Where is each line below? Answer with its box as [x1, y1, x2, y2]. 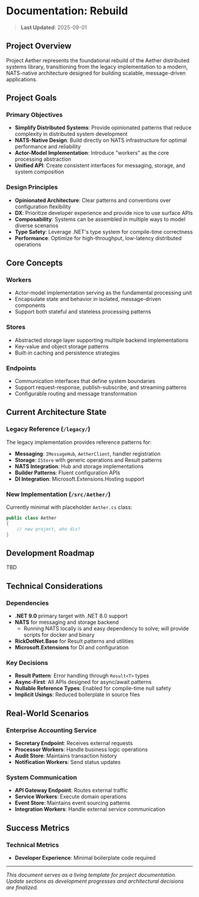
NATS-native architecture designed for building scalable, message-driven [6, 69, 186, 77]
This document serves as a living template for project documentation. [6, 871, 176, 878]
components [14, 302, 46, 309]
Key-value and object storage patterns [14, 343, 109, 350]
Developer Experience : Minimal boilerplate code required [14, 854, 156, 861]
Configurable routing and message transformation [14, 390, 137, 397]
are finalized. [6, 883, 38, 891]
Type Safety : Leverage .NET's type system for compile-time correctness [14, 228, 193, 235]
